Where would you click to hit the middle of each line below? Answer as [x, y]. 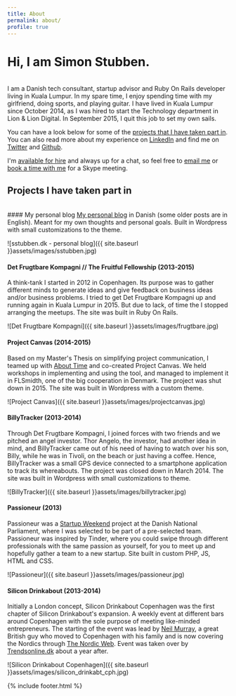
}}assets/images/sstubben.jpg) [52, 251]
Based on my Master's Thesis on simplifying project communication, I [108, 358]
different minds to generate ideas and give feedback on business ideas [110, 290]
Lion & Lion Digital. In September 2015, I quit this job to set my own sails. [112, 119]
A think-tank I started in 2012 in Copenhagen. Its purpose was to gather [111, 283]
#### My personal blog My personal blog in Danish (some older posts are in [118, 215]
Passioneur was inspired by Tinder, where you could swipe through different [118, 538]
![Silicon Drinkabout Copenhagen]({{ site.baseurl [78, 665]
